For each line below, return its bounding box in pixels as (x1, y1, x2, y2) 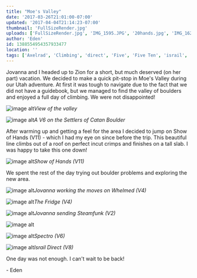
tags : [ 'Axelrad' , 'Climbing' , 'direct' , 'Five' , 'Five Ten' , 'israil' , (6, 52, 188, 58)
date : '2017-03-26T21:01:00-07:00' (6, 14, 93, 20)
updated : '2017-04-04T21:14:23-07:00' (6, 19, 101, 25)
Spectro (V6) (34, 232, 66, 239)
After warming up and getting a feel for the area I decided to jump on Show (6, 128, 188, 135)
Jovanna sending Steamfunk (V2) (34, 209, 116, 216)
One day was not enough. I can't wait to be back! (6, 255, 125, 262)
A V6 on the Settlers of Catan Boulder (34, 116, 125, 123)
